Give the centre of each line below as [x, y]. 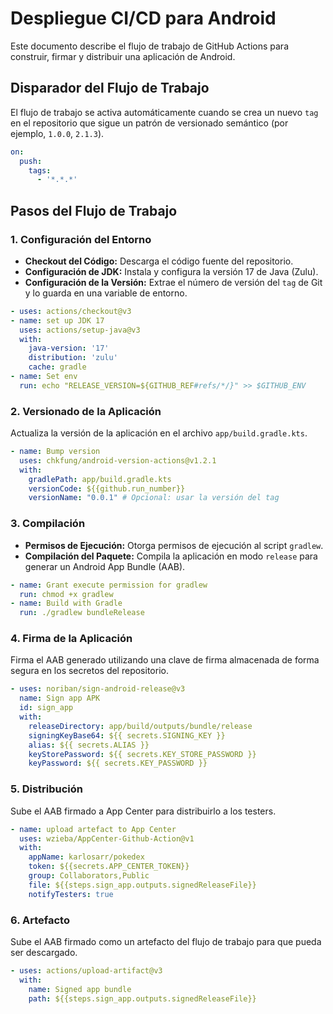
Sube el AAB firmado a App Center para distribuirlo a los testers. [143, 811]
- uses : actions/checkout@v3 [71, 311]
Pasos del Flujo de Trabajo [94, 210]
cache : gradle [57, 367]
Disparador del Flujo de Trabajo [110, 88]
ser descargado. [44, 952]
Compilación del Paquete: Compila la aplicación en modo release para [171, 556]
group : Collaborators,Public [89, 876]
